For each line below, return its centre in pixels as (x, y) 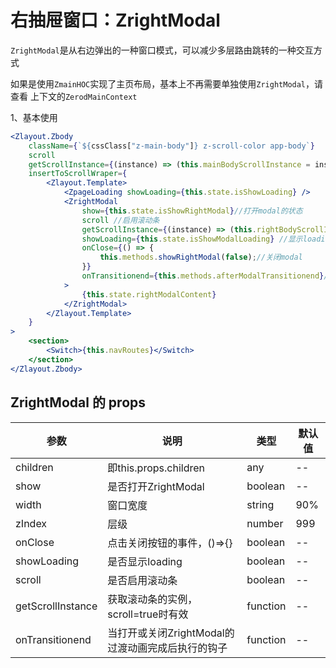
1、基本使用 (34, 117)
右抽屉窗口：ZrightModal (115, 20)
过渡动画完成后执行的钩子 (167, 648)
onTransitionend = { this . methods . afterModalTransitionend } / (205, 276)
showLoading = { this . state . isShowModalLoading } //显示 (192, 239)
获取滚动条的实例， (152, 599)
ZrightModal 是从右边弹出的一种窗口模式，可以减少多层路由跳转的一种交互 (162, 50)
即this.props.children (156, 468)
